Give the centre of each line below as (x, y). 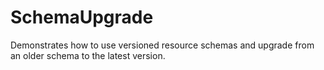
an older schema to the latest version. (88, 55)
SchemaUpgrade (82, 17)
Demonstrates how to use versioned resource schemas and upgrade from (162, 45)
